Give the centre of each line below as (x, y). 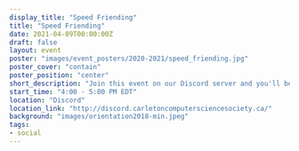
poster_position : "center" (59, 75)
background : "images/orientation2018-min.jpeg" (99, 116)
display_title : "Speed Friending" (73, 17)
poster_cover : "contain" (55, 68)
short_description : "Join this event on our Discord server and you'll (145, 83)
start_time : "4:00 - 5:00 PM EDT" (73, 91)
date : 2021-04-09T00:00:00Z (61, 34)
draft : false (33, 42)
